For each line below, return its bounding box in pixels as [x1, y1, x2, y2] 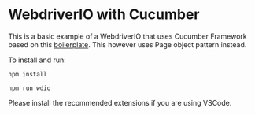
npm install [8, 70, 47, 78]
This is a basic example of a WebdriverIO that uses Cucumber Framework [8, 32, 247, 41]
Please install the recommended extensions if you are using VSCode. [8, 98, 232, 107]
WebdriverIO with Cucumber [8, 6, 200, 24]
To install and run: [8, 55, 67, 65]
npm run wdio [8, 84, 51, 92]
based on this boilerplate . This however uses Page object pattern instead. [8, 39, 247, 49]
